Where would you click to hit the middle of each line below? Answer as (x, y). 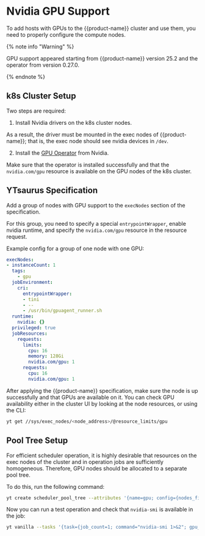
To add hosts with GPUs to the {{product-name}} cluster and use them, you (101, 28)
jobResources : (30, 333)
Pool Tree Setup (37, 441)
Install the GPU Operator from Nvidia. (62, 153)
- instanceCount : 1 (31, 265)
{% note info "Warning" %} (40, 47)
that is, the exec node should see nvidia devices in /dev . (98, 141)
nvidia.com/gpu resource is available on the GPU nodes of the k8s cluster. (99, 171)
